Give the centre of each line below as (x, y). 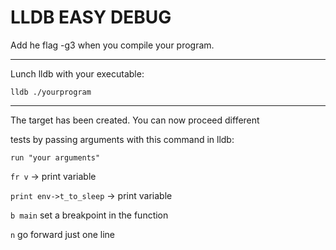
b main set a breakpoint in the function (89, 215)
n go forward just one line (63, 234)
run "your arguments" (55, 157)
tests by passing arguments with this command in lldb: (122, 139)
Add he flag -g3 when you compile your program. (112, 45)
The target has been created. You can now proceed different (135, 120)
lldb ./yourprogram (51, 92)
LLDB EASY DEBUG (91, 17)
